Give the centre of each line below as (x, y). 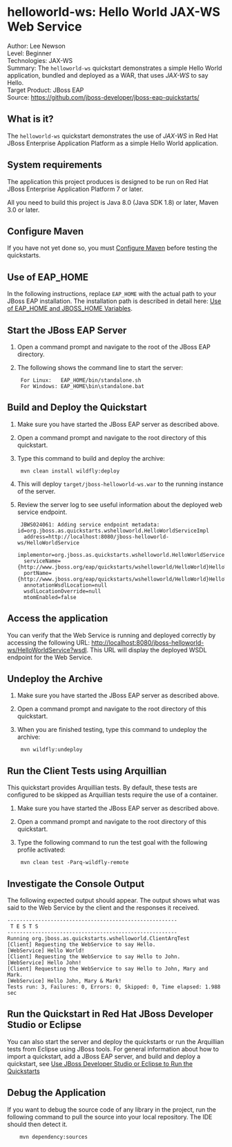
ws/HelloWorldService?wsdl (47, 650)
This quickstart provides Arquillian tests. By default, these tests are (103, 788)
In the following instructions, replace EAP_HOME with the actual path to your (112, 294)
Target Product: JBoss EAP (46, 90)
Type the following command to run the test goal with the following (112, 843)
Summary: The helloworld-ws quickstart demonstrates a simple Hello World (115, 68)
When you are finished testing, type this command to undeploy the (112, 730)
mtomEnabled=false (50, 597)
